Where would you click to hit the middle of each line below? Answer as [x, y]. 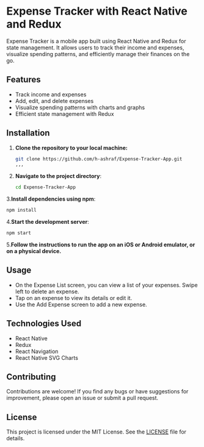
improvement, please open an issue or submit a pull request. [82, 398]
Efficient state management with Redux [64, 113]
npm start [19, 233]
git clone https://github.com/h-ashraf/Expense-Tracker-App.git [99, 159]
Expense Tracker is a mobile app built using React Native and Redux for [96, 41]
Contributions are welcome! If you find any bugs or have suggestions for [97, 392]
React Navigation [37, 351]
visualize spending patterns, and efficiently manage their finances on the [98, 54]
